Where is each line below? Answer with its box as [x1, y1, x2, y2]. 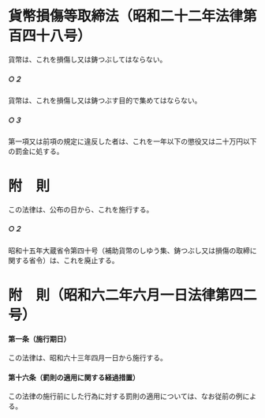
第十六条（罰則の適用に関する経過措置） [8, 372, 140, 382]
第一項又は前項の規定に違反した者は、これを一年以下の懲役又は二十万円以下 [8, 136, 257, 146]
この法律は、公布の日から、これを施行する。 [8, 205, 154, 214]
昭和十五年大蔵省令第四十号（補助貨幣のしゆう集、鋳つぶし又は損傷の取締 [8, 246, 250, 255]
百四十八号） [8, 27, 92, 45]
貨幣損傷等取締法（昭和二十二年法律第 [8, 7, 258, 25]
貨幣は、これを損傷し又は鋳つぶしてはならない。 [8, 55, 167, 64]
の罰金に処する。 [8, 146, 64, 156]
